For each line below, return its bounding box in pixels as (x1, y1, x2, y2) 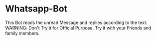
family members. (5, 30, 40, 36)
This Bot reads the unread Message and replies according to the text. (5, 19, 148, 25)
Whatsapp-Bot (5, 3, 68, 14)
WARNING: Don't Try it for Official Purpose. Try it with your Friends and (5, 24, 152, 30)
